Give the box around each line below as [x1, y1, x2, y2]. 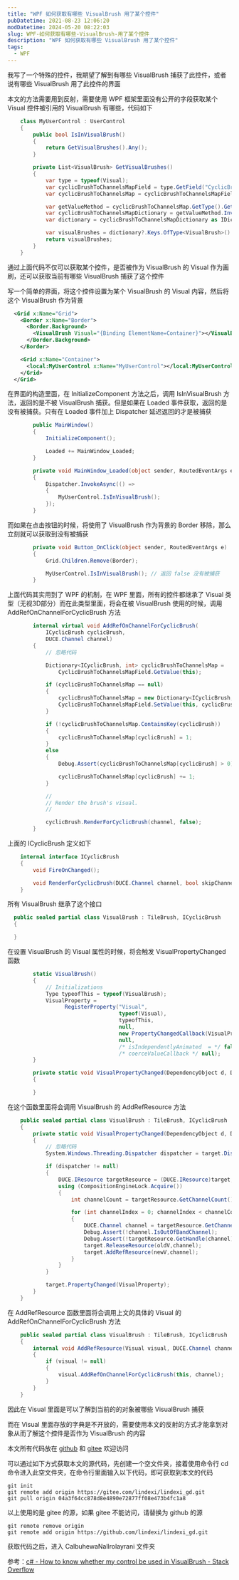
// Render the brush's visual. [45, 799, 139, 806]
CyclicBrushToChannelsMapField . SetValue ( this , [58, 701, 199, 708]
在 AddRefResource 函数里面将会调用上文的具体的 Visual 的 [7, 1308, 181, 1316]
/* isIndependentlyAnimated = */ [118, 1043, 221, 1051]
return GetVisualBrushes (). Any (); [45, 144, 148, 152]
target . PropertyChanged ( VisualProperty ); [45, 1282, 171, 1289]
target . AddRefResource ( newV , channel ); [83, 1248, 199, 1256]
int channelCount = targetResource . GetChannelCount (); [70, 1196, 237, 1203]
